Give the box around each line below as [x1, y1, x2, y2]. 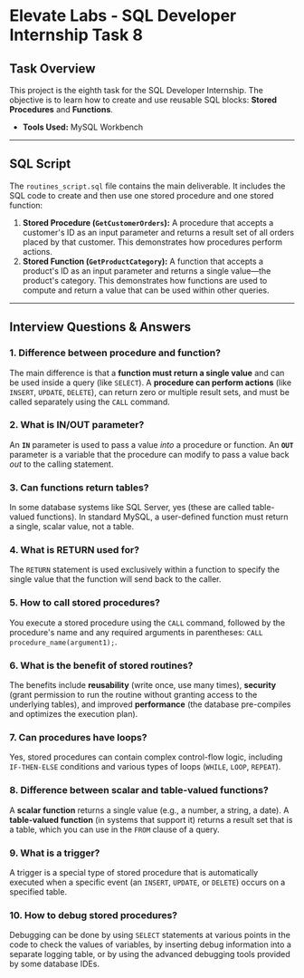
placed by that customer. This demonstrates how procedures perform [22, 237, 283, 247]
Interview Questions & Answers [9, 319, 192, 335]
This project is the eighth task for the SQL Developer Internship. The [9, 85, 264, 95]
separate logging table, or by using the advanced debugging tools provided [9, 949, 291, 960]
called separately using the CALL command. [9, 396, 170, 407]
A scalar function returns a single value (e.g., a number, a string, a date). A [9, 804, 290, 816]
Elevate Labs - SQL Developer [9, 5, 237, 26]
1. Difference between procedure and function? [9, 346, 222, 359]
